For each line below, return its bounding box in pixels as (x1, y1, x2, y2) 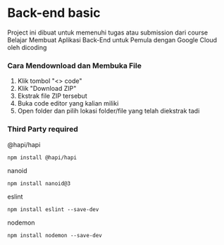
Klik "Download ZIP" (17, 84, 77, 93)
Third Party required (7, 125, 79, 134)
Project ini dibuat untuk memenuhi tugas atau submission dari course (7, 28, 209, 37)
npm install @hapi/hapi (7, 153, 77, 161)
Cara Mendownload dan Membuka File (7, 61, 142, 70)
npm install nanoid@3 (7, 180, 71, 187)
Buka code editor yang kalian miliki (17, 99, 119, 108)
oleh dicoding (7, 43, 47, 51)
